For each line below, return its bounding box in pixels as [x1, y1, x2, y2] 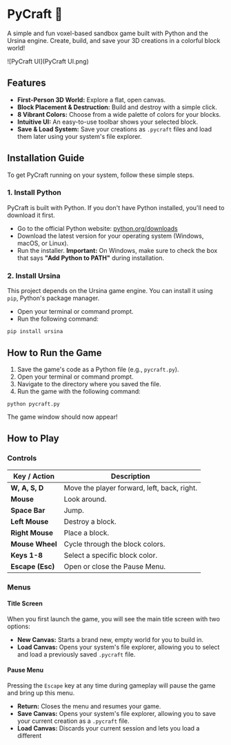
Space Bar [10, 505, 46, 515]
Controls [7, 453, 37, 463]
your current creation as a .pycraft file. [17, 717, 130, 725]
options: [7, 622, 31, 630]
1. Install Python [7, 188, 62, 198]
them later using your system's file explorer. [17, 132, 142, 140]
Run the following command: [17, 314, 99, 323]
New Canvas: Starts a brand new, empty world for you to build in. [17, 635, 204, 643]
